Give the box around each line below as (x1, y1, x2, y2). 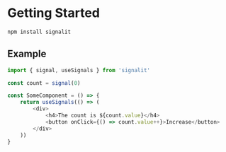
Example (7, 48, 47, 60)
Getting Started (7, 5, 101, 21)
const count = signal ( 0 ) (7, 79, 81, 86)
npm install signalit (7, 28, 72, 35)
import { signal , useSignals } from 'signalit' (7, 66, 151, 74)
